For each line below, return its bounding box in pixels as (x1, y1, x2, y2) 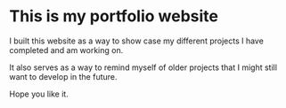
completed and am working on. (9, 44, 124, 55)
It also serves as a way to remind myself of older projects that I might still (9, 62, 278, 73)
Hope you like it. (9, 89, 69, 99)
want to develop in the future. (9, 71, 118, 81)
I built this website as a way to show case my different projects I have (9, 35, 265, 46)
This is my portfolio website (9, 6, 218, 27)
